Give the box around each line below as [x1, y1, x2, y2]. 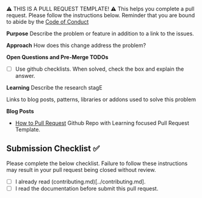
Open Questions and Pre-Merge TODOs [6, 54, 109, 60]
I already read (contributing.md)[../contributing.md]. [15, 178, 146, 185]
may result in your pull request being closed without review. [6, 166, 156, 173]
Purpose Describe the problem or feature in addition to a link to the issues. [6, 30, 194, 37]
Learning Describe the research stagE [6, 84, 103, 91]
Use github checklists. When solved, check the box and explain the [15, 65, 184, 72]
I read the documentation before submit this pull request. [15, 185, 159, 192]
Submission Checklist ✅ [6, 143, 100, 154]
